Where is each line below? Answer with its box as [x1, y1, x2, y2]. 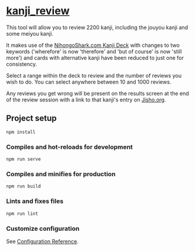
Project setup [6, 113, 57, 123]
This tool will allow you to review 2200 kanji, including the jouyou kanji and [6, 24, 188, 31]
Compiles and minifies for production [6, 170, 116, 178]
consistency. [6, 61, 37, 68]
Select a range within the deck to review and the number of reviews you [6, 72, 182, 79]
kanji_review [6, 4, 70, 18]
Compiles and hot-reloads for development [6, 142, 133, 151]
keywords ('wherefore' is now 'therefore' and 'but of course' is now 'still [6, 47, 182, 55]
